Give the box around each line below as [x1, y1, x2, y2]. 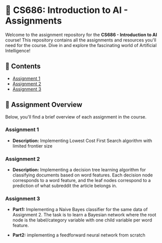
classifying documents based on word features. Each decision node [12, 172, 153, 178]
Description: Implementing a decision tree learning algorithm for [12, 167, 146, 173]
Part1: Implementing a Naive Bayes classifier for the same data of [12, 206, 148, 212]
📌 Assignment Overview [5, 100, 83, 109]
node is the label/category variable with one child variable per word [12, 217, 152, 223]
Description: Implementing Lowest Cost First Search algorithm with [12, 137, 152, 143]
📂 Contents [5, 62, 41, 70]
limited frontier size [12, 142, 53, 149]
